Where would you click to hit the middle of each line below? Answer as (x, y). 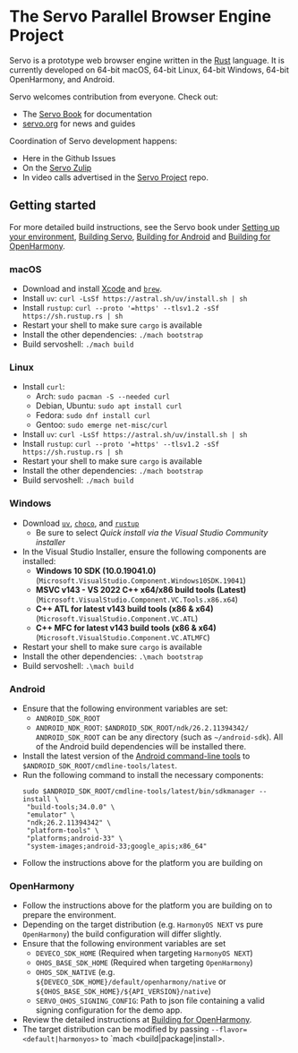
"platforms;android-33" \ (75, 838)
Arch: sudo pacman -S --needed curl (102, 397)
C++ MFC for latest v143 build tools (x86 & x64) (126, 628)
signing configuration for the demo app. (109, 1010)
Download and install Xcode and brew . (92, 289)
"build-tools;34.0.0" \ (71, 807)
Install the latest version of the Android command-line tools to (136, 756)
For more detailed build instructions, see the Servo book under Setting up (145, 227)
